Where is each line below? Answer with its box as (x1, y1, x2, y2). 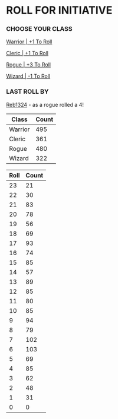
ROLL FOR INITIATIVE (6, 4, 113, 17)
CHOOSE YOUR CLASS (6, 25, 73, 33)
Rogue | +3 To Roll (6, 61, 51, 68)
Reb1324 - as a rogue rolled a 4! (6, 101, 84, 108)
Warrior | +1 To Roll (6, 38, 53, 45)
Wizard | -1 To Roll (6, 72, 51, 80)
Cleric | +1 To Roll (6, 50, 49, 57)
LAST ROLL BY (6, 87, 49, 96)
